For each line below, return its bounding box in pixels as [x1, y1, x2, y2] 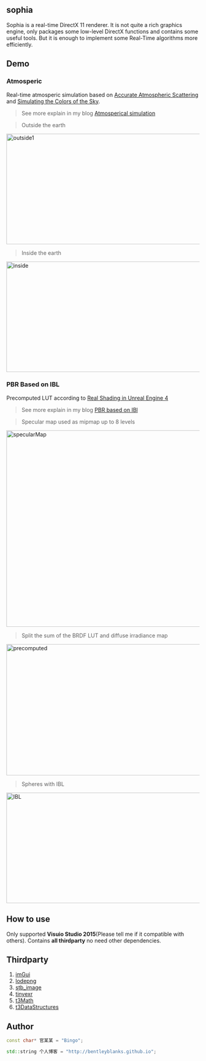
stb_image [15, 984, 42, 991]
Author [6, 1021, 34, 1032]
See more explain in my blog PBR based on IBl [21, 406, 138, 413]
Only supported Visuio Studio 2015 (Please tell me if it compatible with [6, 930, 185, 938]
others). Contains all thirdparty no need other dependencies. [6, 936, 161, 944]
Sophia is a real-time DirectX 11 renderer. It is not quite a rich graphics [6, 21, 183, 28]
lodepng [15, 977, 37, 985]
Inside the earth [21, 249, 61, 257]
